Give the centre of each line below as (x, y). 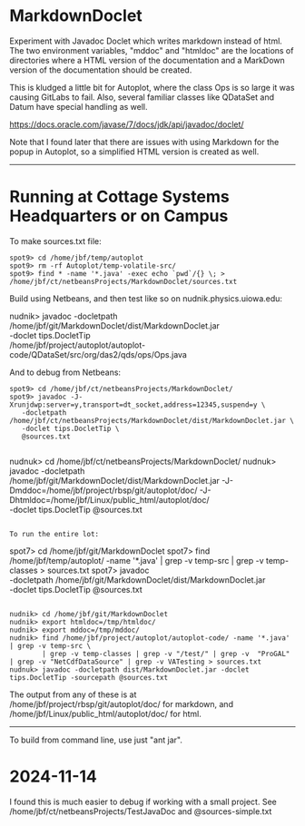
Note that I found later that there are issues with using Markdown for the (144, 142)
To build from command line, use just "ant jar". (96, 740)
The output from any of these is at (73, 694)
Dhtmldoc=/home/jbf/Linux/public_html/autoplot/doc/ (109, 499)
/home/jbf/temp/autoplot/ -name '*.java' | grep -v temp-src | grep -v (137, 560)
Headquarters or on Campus (119, 216)
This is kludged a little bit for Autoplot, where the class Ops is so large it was (152, 87)
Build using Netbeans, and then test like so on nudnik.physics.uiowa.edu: (146, 298)
